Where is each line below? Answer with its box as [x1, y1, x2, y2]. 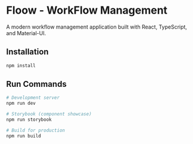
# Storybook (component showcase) [6, 111, 92, 117]
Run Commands [6, 79, 67, 89]
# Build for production [6, 127, 66, 133]
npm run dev [6, 101, 36, 107]
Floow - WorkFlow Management [6, 4, 168, 17]
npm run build [6, 133, 42, 139]
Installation [6, 47, 49, 57]
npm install [6, 62, 36, 68]
